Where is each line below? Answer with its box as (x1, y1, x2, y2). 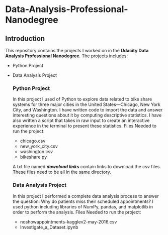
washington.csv (20, 149, 53, 155)
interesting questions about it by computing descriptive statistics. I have (12, 112, 162, 119)
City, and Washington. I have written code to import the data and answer (12, 107, 163, 113)
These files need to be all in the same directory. (12, 169, 112, 175)
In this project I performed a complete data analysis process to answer (12, 193, 159, 199)
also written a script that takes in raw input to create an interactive (12, 117, 150, 124)
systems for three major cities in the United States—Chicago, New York (12, 101, 161, 107)
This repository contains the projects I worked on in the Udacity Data (5, 48, 149, 53)
